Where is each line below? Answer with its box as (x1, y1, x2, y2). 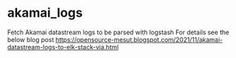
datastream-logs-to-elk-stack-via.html (7, 43, 119, 51)
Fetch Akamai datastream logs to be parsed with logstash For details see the (7, 28, 230, 36)
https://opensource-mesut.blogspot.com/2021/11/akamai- (55, 35, 223, 43)
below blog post (7, 35, 54, 43)
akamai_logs (7, 5, 83, 21)
